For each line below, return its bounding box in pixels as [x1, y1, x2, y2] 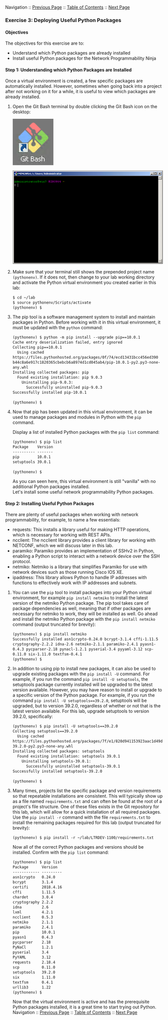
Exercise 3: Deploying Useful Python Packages [5, 17, 121, 24]
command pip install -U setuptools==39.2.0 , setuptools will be [12, 697, 147, 703]
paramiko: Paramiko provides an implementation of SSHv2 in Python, [12, 548, 155, 554]
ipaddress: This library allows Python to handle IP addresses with [12, 575, 147, 581]
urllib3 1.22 [12, 985, 51, 990]
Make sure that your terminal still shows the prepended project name [12, 269, 154, 275]
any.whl [12, 365, 28, 370]
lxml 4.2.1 [12, 910, 53, 915]
